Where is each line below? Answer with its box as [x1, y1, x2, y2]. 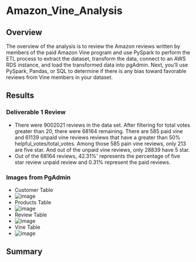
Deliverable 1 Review [6, 108, 66, 116]
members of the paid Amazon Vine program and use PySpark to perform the [6, 49, 190, 56]
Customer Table [14, 186, 54, 193]
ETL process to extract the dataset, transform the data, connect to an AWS [6, 55, 186, 62]
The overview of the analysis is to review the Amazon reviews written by [6, 43, 180, 50]
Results [6, 90, 35, 100]
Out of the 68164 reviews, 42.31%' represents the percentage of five [14, 152, 180, 159]
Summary [6, 247, 43, 257]
